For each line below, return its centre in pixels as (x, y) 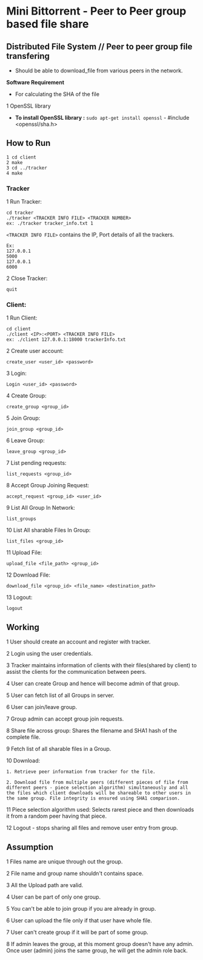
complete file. (23, 737)
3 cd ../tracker (27, 168)
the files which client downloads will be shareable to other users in (98, 793)
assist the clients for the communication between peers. (76, 672)
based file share (48, 24)
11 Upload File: (24, 553)
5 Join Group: (23, 418)
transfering (28, 56)
